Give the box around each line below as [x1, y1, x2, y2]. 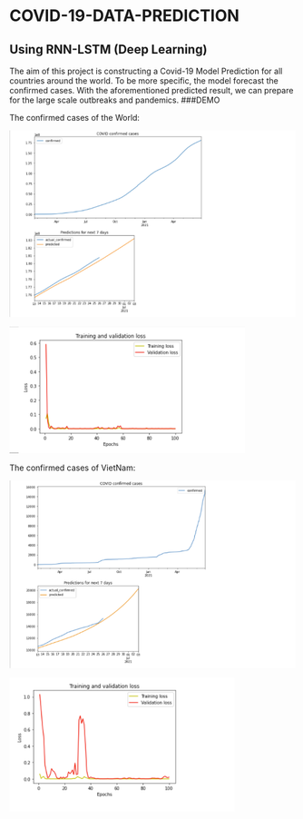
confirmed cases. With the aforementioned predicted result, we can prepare [9, 85, 294, 95]
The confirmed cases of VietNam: [9, 462, 136, 473]
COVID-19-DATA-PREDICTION [9, 5, 240, 26]
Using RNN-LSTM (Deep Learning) [9, 42, 208, 57]
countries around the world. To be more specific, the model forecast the [9, 75, 279, 86]
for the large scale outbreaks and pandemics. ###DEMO [9, 94, 220, 105]
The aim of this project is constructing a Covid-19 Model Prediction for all [9, 65, 283, 76]
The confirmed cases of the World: [9, 113, 141, 123]
